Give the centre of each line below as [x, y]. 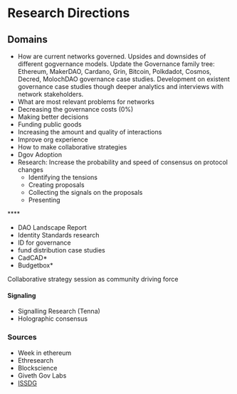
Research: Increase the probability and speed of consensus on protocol [122, 162]
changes [31, 170]
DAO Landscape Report [52, 228]
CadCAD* [32, 258]
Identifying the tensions [63, 177]
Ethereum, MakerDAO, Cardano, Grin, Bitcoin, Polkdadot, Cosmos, [115, 71]
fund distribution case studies [61, 250]
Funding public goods [49, 124]
